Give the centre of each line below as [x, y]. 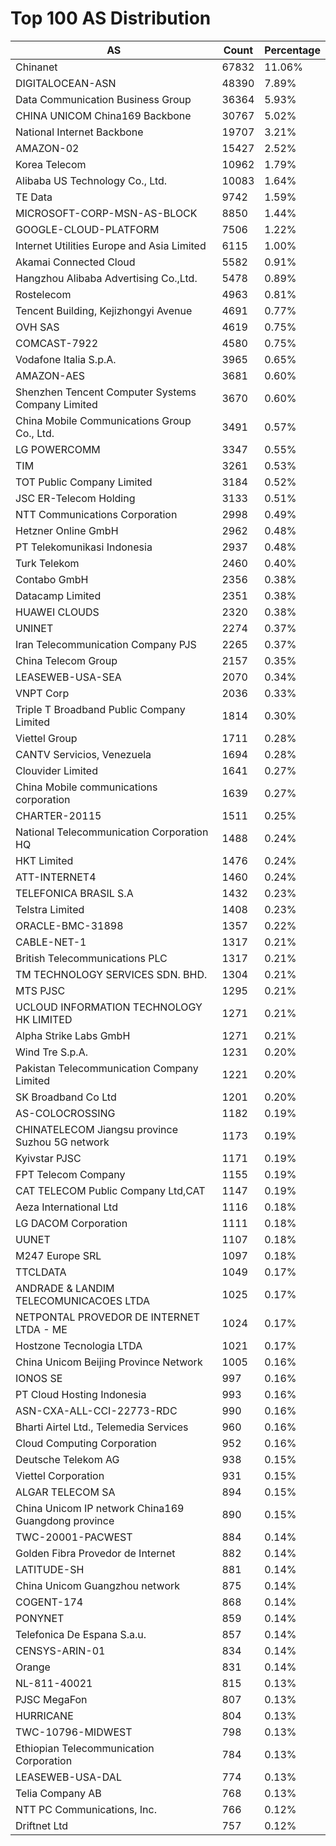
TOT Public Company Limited [84, 482]
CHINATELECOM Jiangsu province [96, 1129]
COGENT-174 [49, 1602]
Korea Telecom [51, 164]
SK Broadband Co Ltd [66, 1097]
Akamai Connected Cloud [75, 262]
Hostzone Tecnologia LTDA [79, 1345]
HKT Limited [44, 860]
